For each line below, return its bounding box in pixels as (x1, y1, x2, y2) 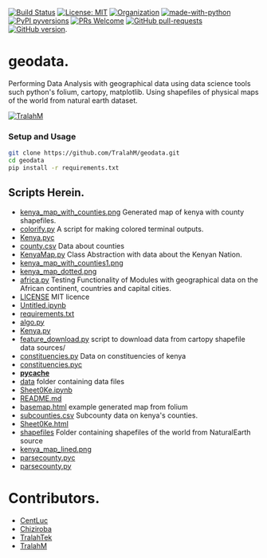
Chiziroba (19, 524, 52, 533)
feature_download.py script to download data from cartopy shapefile (19, 334, 245, 344)
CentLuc (19, 515, 49, 525)
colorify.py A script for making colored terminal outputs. (19, 224, 204, 234)
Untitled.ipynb (19, 300, 66, 310)
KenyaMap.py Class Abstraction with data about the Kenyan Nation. (19, 250, 243, 259)
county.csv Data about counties (19, 241, 125, 250)
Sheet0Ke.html (19, 418, 69, 428)
